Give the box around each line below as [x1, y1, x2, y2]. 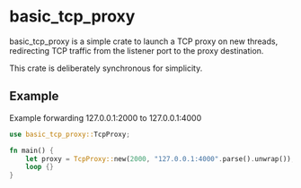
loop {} [25, 163, 54, 172]
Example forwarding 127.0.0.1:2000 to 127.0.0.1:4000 [9, 112, 202, 123]
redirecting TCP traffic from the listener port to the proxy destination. [9, 45, 264, 56]
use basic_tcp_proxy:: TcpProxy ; [9, 130, 130, 139]
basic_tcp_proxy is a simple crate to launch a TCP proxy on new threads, [9, 36, 279, 47]
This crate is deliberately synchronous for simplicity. [9, 63, 203, 73]
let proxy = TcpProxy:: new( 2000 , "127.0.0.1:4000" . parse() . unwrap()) [25, 154, 292, 163]
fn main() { [9, 146, 54, 155]
